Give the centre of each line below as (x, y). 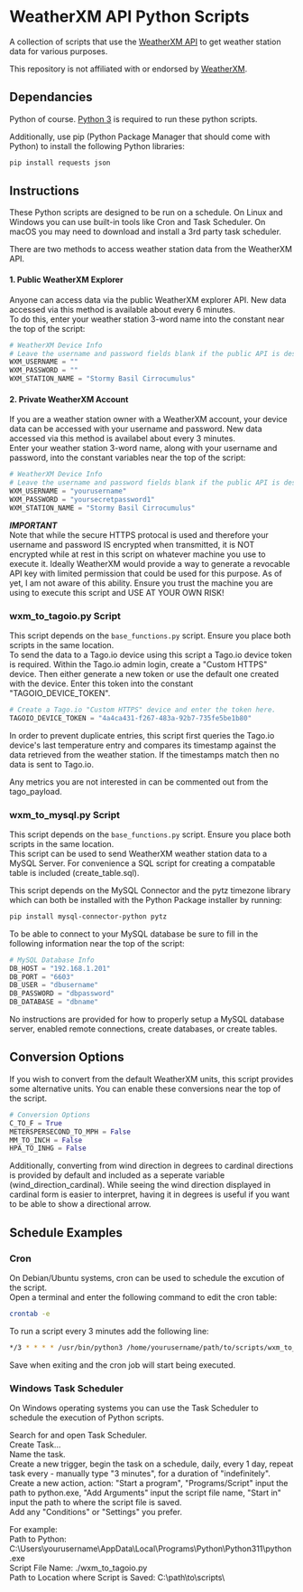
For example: (34, 1529)
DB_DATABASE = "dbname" (54, 1002)
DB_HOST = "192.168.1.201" (60, 968)
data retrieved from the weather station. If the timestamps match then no (144, 754)
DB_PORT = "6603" (42, 977)
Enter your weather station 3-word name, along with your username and (143, 448)
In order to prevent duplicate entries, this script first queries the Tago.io (142, 735)
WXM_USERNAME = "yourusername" (68, 491)
